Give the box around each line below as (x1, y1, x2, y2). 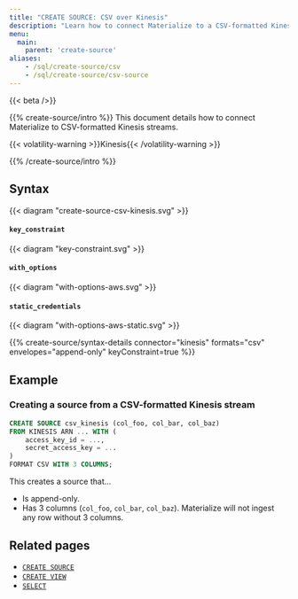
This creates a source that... (9, 476, 112, 487)
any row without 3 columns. (21, 512, 124, 523)
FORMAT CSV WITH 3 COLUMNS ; (9, 460, 114, 470)
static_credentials (9, 302, 82, 311)
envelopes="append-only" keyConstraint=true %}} (9, 346, 196, 357)
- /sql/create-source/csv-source (25, 71, 149, 80)
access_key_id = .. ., (25, 435, 105, 444)
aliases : (9, 54, 42, 63)
